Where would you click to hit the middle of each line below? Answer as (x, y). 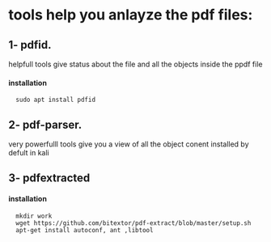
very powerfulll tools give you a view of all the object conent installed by (129, 144)
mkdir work (34, 216)
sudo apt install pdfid (55, 100)
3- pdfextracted (49, 178)
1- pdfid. (30, 45)
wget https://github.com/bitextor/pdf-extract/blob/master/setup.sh (133, 223)
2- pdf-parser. (45, 124)
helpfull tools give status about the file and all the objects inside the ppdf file (135, 64)
